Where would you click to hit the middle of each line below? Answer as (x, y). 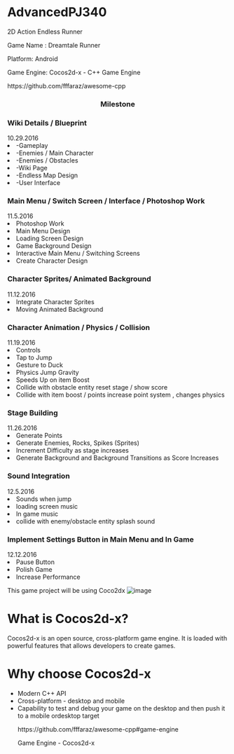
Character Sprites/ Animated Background (80, 279)
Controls (28, 350)
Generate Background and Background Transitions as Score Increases (118, 458)
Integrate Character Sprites (55, 301)
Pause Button (35, 562)
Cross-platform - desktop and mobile (71, 701)
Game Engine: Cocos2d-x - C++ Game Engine (74, 72)
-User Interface (39, 183)
